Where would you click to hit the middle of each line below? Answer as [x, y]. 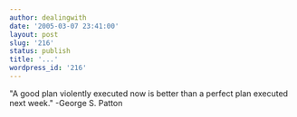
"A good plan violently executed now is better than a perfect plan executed [148, 93]
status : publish [40, 51]
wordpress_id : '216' [48, 68]
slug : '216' [32, 43]
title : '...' [34, 59]
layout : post [34, 34]
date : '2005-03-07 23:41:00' [64, 26]
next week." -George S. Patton [66, 103]
